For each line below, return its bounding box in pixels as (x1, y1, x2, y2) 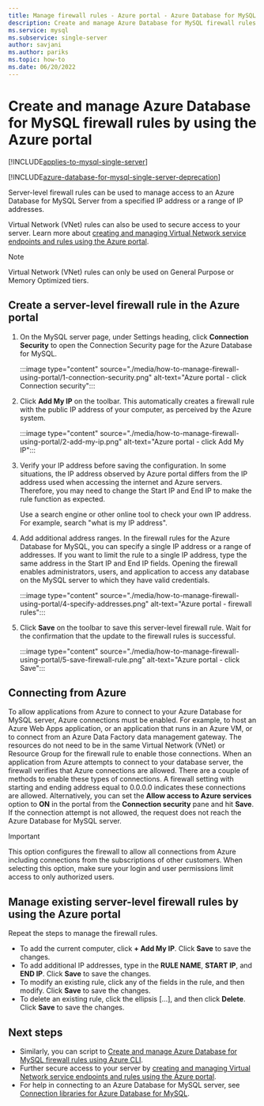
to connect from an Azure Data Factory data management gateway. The (8, 733, 243, 742)
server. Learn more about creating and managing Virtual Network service (8, 228, 247, 237)
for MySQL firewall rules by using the (8, 114, 257, 131)
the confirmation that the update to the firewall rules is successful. (19, 631, 236, 641)
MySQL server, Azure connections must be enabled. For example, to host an (8, 715, 257, 725)
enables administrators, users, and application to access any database (19, 566, 250, 576)
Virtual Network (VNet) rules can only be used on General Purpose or (8, 267, 235, 277)
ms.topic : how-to (8, 56, 66, 64)
